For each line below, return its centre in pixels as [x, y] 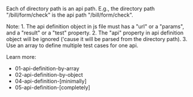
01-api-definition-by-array [47, 68]
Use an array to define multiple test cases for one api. [72, 45]
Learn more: [21, 57]
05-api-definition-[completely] [53, 87]
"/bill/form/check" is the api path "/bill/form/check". [70, 15]
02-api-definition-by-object [49, 75]
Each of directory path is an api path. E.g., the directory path [81, 9]
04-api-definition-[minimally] [50, 81]
